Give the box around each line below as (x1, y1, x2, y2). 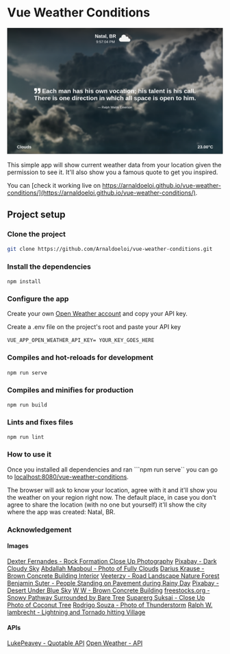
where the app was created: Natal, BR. (7, 507, 116, 516)
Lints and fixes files (7, 417, 74, 426)
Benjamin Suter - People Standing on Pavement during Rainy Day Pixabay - (7, 579, 219, 587)
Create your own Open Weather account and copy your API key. (7, 310, 188, 318)
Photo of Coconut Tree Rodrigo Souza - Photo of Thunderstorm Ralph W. (7, 601, 213, 609)
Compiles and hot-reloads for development (7, 353, 154, 363)
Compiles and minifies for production (7, 385, 133, 395)
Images (7, 542, 29, 550)
